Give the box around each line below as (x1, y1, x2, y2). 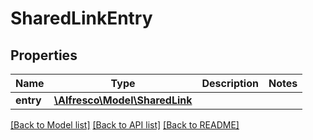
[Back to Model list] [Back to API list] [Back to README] (10, 119, 240, 131)
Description (201, 77, 259, 90)
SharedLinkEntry (10, 7, 153, 30)
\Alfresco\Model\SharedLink (53, 93, 193, 107)
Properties (10, 47, 78, 64)
